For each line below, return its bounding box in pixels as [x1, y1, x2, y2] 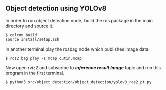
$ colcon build [5, 32, 37, 37]
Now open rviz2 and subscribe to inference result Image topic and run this [5, 64, 161, 70]
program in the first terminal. [5, 70, 64, 76]
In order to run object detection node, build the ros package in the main [5, 17, 153, 23]
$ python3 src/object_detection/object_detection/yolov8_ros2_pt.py [5, 79, 152, 85]
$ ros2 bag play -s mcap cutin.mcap [5, 56, 82, 61]
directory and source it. [5, 23, 54, 29]
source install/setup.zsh [5, 37, 59, 42]
